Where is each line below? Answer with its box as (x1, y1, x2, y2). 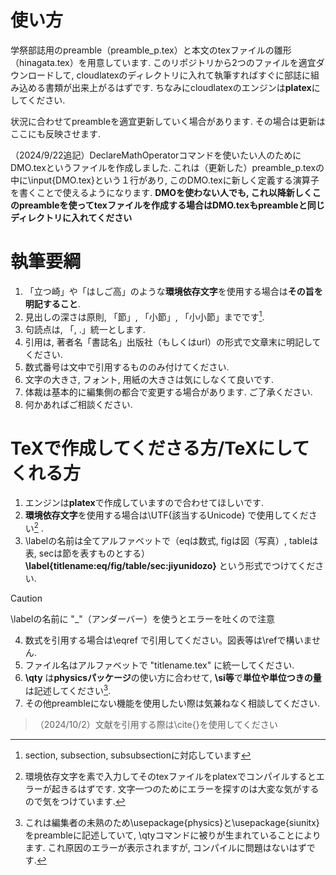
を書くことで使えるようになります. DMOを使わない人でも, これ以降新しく (10, 186, 313, 198)
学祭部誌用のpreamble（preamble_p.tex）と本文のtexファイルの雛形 (10, 44, 292, 56)
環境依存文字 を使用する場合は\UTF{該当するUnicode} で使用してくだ (24, 509, 309, 521)
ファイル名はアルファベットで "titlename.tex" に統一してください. (24, 659, 295, 671)
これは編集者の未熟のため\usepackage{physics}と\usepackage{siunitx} (24, 816, 320, 828)
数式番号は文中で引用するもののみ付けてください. (24, 361, 230, 373)
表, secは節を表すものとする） (24, 547, 150, 560)
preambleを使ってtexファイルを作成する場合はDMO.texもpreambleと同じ (18, 199, 325, 211)
